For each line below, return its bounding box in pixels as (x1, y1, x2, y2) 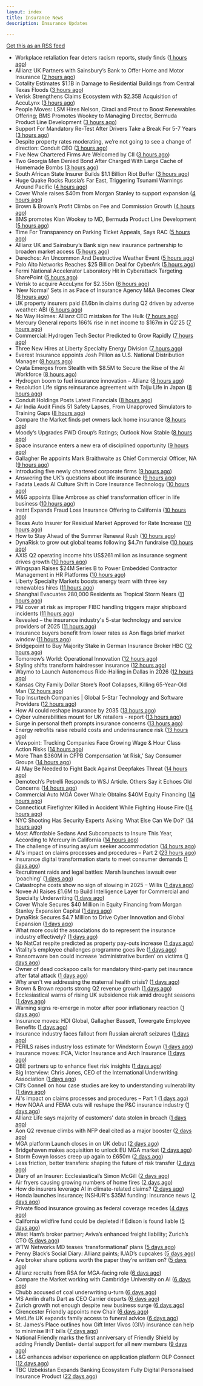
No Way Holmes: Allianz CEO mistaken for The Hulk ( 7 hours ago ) (15, 313, 179, 320)
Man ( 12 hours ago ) (15, 688, 64, 695)
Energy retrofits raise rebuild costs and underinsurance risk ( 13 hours (15, 726, 188, 734)
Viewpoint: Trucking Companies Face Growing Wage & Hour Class (15, 739, 181, 747)
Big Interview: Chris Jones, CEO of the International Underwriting (15, 1069, 178, 1076)
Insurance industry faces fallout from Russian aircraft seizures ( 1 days (15, 1030, 190, 1037)
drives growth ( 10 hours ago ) (15, 558, 88, 566)
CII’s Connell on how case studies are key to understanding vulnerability (15, 1082, 195, 1089)
